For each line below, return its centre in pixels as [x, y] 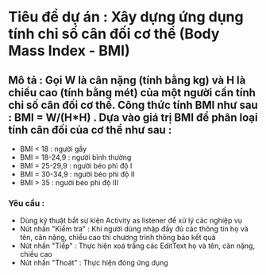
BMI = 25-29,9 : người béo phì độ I [76, 166]
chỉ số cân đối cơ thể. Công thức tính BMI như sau [133, 105]
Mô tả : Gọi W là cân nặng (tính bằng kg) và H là [127, 80]
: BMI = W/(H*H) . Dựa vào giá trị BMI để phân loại [133, 117]
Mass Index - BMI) [69, 51]
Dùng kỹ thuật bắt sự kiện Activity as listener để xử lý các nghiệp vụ [131, 221]
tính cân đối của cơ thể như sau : [90, 130]
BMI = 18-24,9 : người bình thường [75, 157]
